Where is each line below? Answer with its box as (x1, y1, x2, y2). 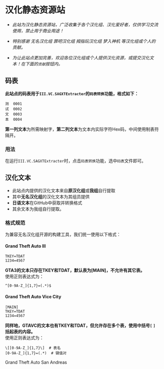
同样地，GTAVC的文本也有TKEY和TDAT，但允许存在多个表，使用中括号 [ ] (5, 322, 156, 328)
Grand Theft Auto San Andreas (5, 359, 67, 365)
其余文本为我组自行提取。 (12, 206, 64, 211)
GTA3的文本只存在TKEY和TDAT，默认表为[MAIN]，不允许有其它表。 (5, 267, 145, 273)
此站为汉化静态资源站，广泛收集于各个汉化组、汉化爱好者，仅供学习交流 (12, 22, 158, 27)
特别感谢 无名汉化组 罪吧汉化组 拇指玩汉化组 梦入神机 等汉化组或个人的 (12, 38, 156, 44)
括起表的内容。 (5, 328, 35, 334)
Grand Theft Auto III (5, 243, 46, 249)
